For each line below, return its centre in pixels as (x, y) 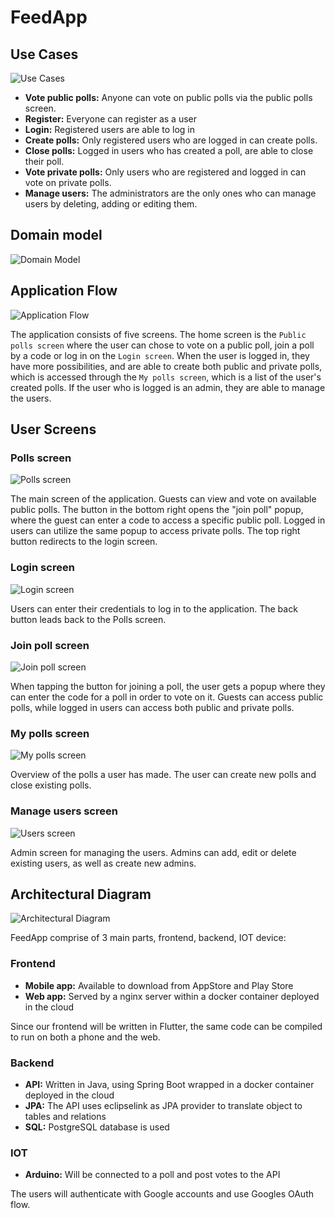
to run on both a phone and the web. (85, 1037)
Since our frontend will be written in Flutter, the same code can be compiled (166, 1026)
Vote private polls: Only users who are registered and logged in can (165, 172)
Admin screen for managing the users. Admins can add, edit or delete (153, 852)
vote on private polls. (68, 182)
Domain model (56, 235)
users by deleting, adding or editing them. (111, 204)
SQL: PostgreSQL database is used (97, 1127)
